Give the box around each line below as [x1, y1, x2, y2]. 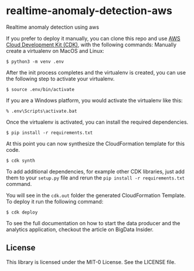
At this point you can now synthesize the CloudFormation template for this [6, 140, 185, 147]
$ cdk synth [6, 157, 35, 164]
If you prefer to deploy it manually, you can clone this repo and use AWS [6, 35, 181, 42]
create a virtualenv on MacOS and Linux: [6, 47, 104, 54]
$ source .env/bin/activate [6, 86, 75, 92]
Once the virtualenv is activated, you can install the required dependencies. [6, 118, 189, 126]
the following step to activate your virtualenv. [6, 75, 115, 82]
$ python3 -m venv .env [6, 59, 64, 65]
